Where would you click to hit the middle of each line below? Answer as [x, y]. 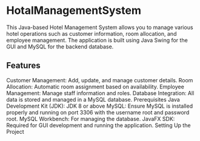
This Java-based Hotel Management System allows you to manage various [100, 27]
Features [23, 66]
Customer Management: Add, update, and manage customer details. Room [100, 80]
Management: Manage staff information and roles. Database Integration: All [100, 93]
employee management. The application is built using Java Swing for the [97, 40]
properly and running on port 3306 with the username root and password [98, 112]
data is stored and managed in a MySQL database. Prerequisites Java [93, 99]
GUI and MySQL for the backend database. [60, 47]
